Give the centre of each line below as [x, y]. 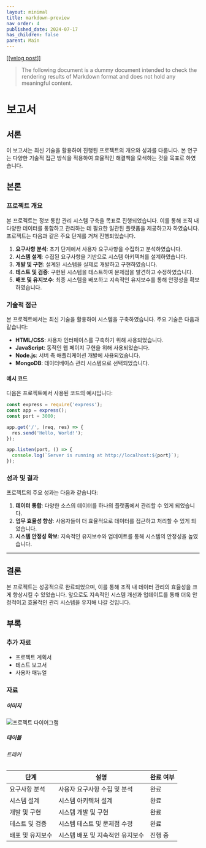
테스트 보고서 [31, 665]
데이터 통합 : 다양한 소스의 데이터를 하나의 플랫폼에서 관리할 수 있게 [94, 506]
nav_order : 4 [23, 23]
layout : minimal [27, 12]
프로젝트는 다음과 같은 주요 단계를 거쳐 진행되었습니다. [71, 236]
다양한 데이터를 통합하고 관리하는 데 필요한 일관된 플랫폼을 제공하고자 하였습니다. [103, 228]
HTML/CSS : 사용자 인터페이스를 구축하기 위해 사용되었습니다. [89, 340]
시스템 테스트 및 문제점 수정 [95, 824]
